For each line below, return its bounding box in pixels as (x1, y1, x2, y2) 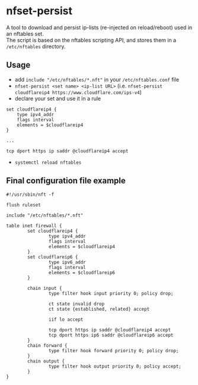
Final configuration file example (6, 176, 126, 186)
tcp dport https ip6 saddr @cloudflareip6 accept (48, 332, 174, 338)
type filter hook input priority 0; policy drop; (48, 290, 174, 296)
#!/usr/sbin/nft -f (6, 192, 55, 198)
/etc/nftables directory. (6, 43, 66, 50)
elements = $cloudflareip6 (48, 270, 116, 276)
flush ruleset (6, 202, 41, 208)
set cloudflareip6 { (27, 254, 78, 260)
